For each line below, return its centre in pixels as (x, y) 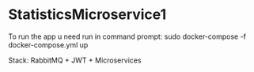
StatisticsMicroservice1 (87, 15)
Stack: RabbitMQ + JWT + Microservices (75, 60)
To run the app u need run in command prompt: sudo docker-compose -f (127, 36)
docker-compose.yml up (48, 44)
